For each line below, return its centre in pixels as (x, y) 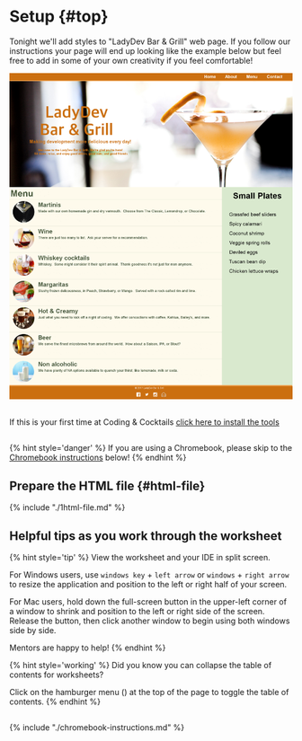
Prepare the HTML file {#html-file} (107, 485)
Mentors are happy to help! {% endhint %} (88, 648)
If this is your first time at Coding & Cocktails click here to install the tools (145, 422)
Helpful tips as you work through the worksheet (146, 536)
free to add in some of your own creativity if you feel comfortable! (131, 60)
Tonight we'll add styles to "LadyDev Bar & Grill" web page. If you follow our (150, 41)
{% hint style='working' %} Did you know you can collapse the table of (141, 665)
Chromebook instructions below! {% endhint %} (98, 458)
